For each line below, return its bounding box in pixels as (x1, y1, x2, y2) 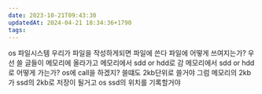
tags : (8, 26, 26, 34)
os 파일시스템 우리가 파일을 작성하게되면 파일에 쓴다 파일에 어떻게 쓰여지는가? (8, 49, 246, 58)
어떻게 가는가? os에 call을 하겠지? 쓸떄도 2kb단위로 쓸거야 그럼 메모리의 (16, 68, 238, 78)
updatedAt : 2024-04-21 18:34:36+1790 (8, 19, 132, 27)
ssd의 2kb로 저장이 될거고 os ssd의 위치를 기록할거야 (16, 78, 181, 87)
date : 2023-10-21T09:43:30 (8, 11, 97, 20)
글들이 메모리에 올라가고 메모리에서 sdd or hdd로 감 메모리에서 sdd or (24, 58, 241, 67)
